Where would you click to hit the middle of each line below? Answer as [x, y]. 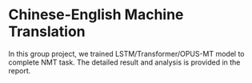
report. [20, 70]
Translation [47, 32]
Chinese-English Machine [96, 15]
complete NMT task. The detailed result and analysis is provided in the [124, 62]
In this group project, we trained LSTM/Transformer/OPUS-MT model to [126, 53]
